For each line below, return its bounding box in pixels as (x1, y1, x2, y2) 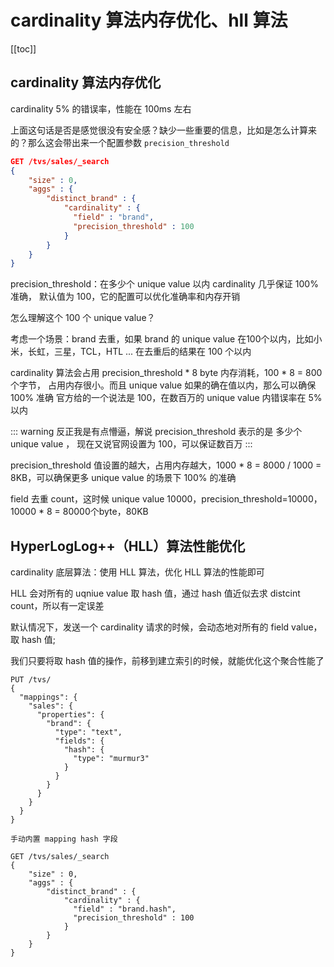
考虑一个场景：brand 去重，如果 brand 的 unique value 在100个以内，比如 (10, 333, 314, 345)
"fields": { (54, 736, 105, 746)
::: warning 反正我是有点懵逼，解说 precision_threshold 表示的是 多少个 (10, 426, 303, 438)
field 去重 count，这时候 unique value (10, 493, 165, 505)
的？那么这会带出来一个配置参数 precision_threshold (10, 136, 230, 148)
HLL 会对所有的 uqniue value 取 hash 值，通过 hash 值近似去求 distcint (10, 587, 301, 600)
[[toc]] (10, 42, 37, 55)
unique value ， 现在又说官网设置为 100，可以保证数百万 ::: (10, 438, 253, 450)
